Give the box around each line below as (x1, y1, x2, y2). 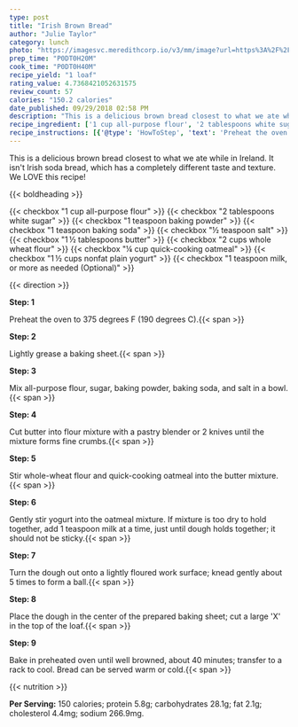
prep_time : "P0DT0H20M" (9, 54, 98, 63)
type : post (9, 12, 50, 22)
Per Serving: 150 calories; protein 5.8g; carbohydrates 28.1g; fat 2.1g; (9, 698, 263, 709)
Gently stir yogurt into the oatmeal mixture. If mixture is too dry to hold (9, 513, 267, 524)
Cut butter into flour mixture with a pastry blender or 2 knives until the (9, 426, 264, 437)
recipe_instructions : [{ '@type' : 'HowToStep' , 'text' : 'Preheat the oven (9, 129, 288, 137)
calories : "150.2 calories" (9, 95, 114, 105)
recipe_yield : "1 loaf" (9, 71, 98, 80)
